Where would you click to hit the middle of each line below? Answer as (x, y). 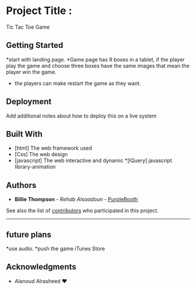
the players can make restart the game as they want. (78, 83)
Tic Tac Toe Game (28, 27)
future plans (29, 234)
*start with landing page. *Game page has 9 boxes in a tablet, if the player (95, 59)
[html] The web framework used (53, 148)
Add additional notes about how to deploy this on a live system (81, 116)
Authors (21, 185)
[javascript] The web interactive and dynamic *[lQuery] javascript (93, 161)
